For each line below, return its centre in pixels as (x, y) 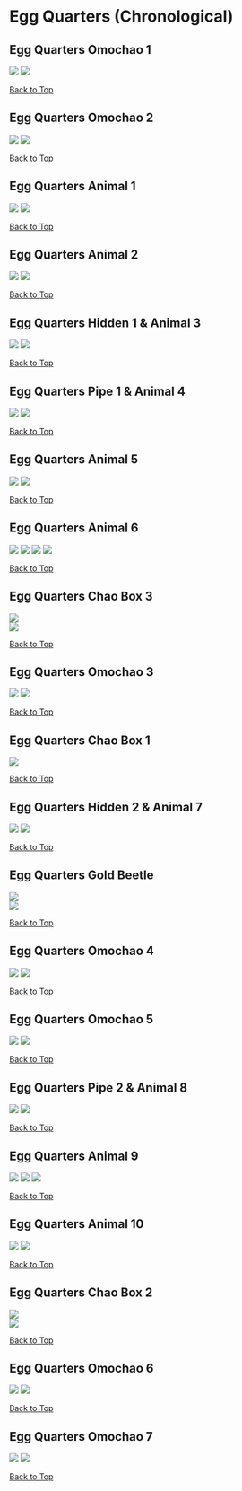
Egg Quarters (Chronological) (121, 17)
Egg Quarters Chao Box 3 (81, 596)
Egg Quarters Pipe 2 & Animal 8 (99, 1088)
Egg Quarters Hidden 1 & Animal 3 (105, 323)
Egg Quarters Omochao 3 (82, 672)
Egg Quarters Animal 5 (74, 460)
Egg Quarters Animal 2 (74, 254)
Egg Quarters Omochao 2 (82, 118)
